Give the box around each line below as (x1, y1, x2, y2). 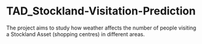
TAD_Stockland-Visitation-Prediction (6, 4, 196, 18)
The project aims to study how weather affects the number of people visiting (6, 24, 197, 31)
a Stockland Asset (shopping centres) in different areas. (6, 30, 145, 37)
